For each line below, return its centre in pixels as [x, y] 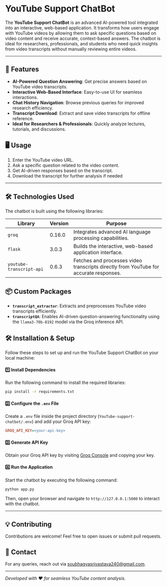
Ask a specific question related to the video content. [66, 165]
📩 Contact [21, 552]
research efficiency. [33, 108]
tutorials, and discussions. [39, 129]
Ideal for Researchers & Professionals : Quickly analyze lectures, [79, 124]
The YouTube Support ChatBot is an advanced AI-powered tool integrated [82, 22]
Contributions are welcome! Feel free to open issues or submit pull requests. [83, 536]
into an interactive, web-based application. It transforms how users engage [82, 27]
